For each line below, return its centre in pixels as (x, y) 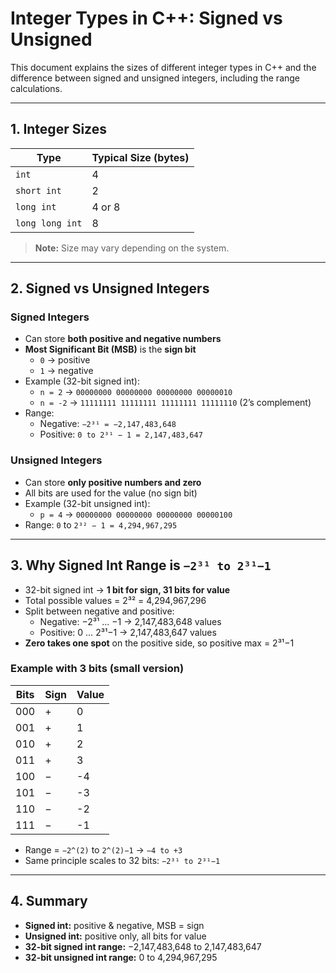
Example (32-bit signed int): (82, 381)
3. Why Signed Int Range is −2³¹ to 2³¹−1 (141, 565)
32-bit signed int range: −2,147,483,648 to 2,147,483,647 (143, 946)
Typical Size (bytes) (140, 157)
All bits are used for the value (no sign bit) (111, 493)
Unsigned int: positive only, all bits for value (115, 936)
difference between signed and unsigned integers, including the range (155, 78)
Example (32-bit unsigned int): (87, 503)
